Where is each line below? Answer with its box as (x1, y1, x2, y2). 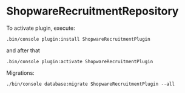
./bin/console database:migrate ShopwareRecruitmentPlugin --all (6, 81, 175, 87)
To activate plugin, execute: (6, 24, 76, 32)
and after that (6, 47, 41, 54)
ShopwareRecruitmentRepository (6, 4, 179, 18)
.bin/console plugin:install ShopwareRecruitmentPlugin (6, 36, 150, 42)
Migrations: (6, 69, 35, 77)
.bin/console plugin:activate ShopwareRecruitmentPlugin (6, 58, 153, 64)
